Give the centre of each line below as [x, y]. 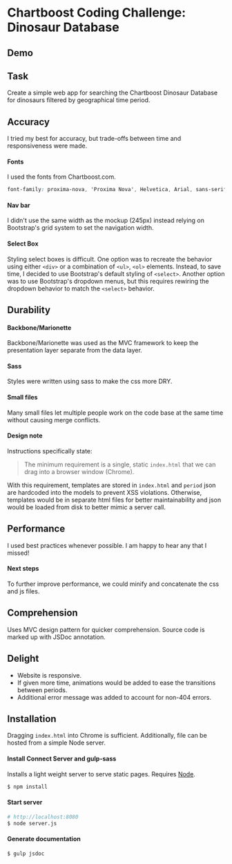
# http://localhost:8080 [43, 817]
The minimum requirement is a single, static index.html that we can [120, 464]
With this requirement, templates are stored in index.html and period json [112, 485]
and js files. [23, 591]
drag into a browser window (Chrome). [79, 471]
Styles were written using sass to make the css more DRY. [90, 382]
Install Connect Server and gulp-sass [62, 758]
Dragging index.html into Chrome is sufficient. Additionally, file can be [107, 736]
